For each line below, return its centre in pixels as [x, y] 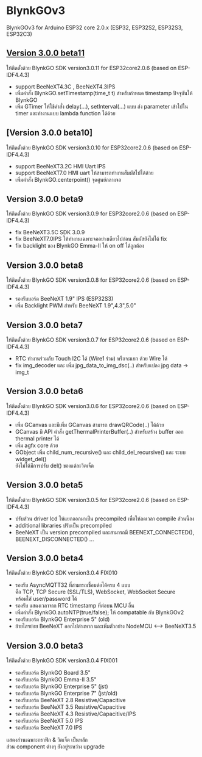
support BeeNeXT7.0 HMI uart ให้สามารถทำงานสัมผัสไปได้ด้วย [84, 173]
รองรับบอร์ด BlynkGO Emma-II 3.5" [56, 680]
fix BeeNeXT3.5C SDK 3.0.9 [50, 232]
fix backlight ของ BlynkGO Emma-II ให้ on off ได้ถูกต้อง [79, 246]
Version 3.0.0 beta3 [45, 646]
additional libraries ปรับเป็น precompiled [64, 525]
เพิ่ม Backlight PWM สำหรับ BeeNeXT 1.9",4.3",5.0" [76, 306]
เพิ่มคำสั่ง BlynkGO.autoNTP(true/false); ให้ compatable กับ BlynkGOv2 [99, 612]
